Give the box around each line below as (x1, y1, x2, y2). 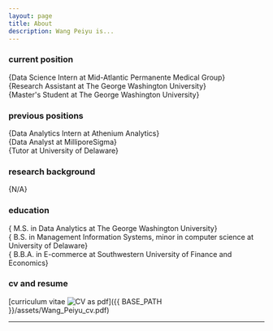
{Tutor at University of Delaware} (8, 146, 119, 155)
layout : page (8, 11, 53, 20)
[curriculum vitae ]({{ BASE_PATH (8, 296, 162, 306)
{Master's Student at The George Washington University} (8, 89, 200, 99)
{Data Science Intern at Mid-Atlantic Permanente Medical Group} (8, 72, 226, 82)
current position (8, 54, 74, 65)
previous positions (8, 110, 84, 121)
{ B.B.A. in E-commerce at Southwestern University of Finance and (8, 249, 232, 259)
